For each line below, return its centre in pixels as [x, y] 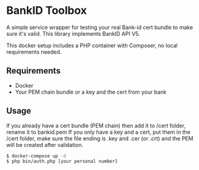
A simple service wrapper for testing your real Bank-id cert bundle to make [99, 27]
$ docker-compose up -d [36, 156]
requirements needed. [34, 51]
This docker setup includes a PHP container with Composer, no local [92, 45]
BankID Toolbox [47, 11]
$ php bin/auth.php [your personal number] [62, 162]
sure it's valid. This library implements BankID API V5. [73, 33]
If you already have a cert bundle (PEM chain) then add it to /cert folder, [96, 125]
